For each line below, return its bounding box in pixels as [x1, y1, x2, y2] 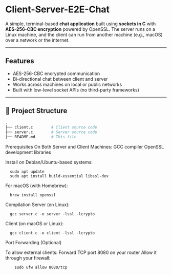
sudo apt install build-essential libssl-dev [10, 174, 109, 179]
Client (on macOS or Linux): [5, 221, 64, 227]
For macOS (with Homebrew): [5, 182, 68, 189]
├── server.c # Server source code [5, 130, 97, 135]
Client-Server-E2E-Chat [5, 4, 110, 15]
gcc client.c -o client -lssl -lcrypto [10, 230, 95, 236]
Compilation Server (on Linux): [5, 201, 70, 208]
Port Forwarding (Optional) [5, 240, 62, 246]
